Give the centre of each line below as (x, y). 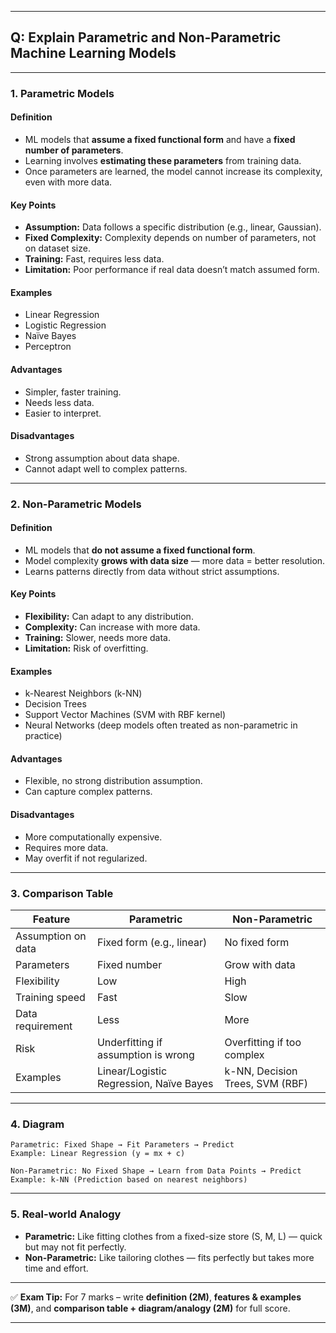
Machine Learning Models (93, 53)
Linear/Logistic (132, 1071)
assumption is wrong (145, 1054)
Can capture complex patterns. (88, 792)
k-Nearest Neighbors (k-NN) (83, 693)
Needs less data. (59, 402)
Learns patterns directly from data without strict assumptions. (152, 571)
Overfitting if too (263, 1042)
